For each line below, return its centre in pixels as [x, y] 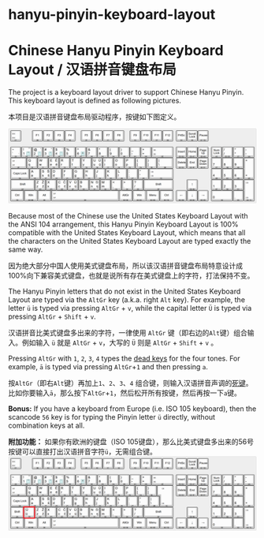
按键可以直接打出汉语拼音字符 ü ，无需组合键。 [83, 451]
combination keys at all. [46, 425]
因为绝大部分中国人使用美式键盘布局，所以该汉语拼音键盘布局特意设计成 [125, 265]
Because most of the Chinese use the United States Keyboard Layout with [128, 215]
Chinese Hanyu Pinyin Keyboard [116, 51]
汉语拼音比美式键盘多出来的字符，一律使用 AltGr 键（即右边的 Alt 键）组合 [128, 332]
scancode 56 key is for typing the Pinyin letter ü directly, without [112, 417]
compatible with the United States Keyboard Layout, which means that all [127, 232]
